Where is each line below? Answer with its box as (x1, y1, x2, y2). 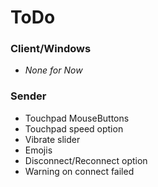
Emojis (24, 144, 53, 156)
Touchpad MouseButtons (24, 112, 130, 124)
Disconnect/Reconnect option (24, 154, 148, 166)
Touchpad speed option (24, 122, 124, 135)
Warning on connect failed (24, 165, 135, 177)
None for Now (24, 64, 83, 76)
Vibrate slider (24, 133, 81, 145)
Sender (10, 89, 47, 103)
